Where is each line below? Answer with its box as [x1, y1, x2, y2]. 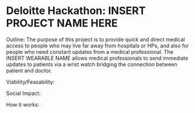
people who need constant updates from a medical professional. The [6, 48, 174, 55]
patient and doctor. [6, 67, 52, 74]
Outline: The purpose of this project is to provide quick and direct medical [6, 36, 186, 43]
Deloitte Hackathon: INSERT [6, 4, 146, 18]
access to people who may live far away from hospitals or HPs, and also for [6, 42, 190, 49]
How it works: [6, 101, 40, 108]
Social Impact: [6, 90, 41, 97]
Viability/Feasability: [6, 78, 55, 85]
